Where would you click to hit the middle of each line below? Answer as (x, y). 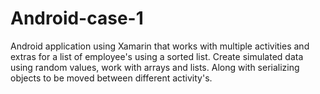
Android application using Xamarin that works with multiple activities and (160, 46)
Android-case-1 (77, 18)
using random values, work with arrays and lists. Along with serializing (155, 67)
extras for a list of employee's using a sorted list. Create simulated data (157, 56)
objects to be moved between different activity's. (111, 78)
